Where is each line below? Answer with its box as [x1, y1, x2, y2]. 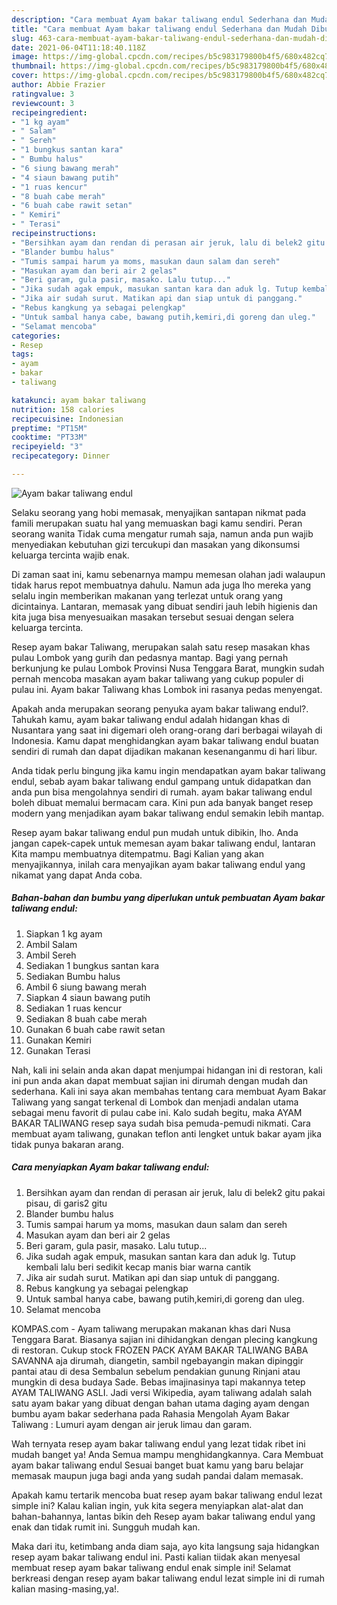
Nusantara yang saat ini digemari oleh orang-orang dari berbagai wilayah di [11, 724, 323, 736]
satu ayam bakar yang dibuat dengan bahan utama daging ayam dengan [11, 1397, 310, 1409]
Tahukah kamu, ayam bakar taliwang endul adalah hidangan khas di [11, 713, 291, 725]
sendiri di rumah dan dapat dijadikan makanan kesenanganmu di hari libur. [11, 745, 318, 757]
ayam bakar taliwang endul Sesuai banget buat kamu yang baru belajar [11, 1459, 304, 1471]
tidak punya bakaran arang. [11, 1138, 124, 1150]
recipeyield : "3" [11, 442, 84, 452]
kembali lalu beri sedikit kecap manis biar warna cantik [25, 1261, 252, 1273]
